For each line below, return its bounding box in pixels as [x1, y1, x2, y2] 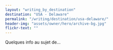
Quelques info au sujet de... [5, 39, 61, 45]
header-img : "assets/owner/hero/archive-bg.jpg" [5, 21, 107, 26]
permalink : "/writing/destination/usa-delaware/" [5, 16, 109, 21]
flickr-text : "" [5, 26, 38, 31]
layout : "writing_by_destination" [5, 7, 76, 12]
